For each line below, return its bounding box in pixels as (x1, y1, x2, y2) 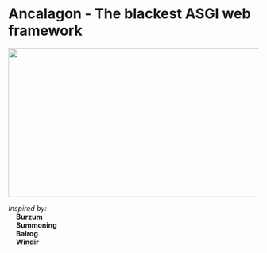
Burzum (15, 212, 43, 221)
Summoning (15, 220, 57, 230)
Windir (15, 237, 40, 247)
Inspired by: (8, 203, 48, 213)
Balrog (15, 228, 38, 238)
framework (8, 21, 83, 40)
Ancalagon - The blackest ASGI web (8, 5, 252, 23)
